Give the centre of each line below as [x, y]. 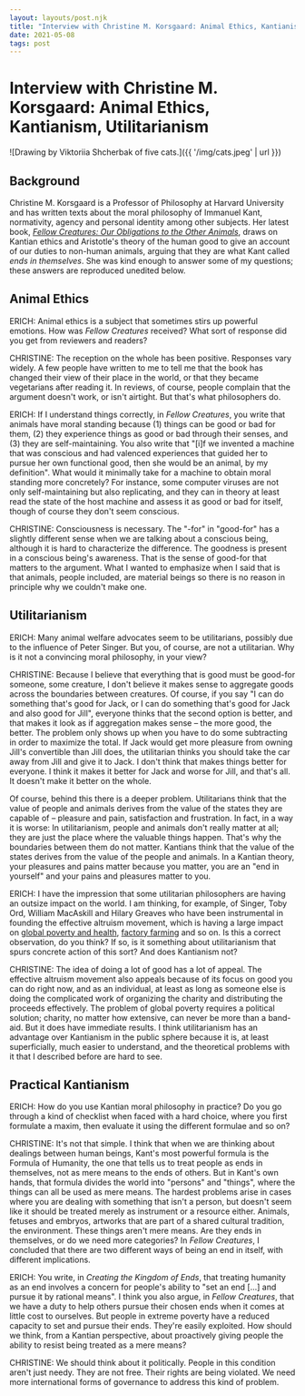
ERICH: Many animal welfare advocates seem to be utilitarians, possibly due [151, 637]
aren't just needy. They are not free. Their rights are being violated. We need [152, 1372]
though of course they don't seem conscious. [94, 511]
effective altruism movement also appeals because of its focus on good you [151, 979]
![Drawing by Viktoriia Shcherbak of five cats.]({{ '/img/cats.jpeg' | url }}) [145, 152]
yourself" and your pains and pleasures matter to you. [110, 876]
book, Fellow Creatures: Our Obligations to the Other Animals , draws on [144, 232]
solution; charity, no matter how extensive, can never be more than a [138, 1017]
